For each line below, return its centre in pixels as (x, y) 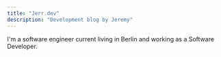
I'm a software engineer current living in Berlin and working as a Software (110, 39)
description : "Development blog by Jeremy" (70, 20)
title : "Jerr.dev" (33, 13)
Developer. (22, 46)
